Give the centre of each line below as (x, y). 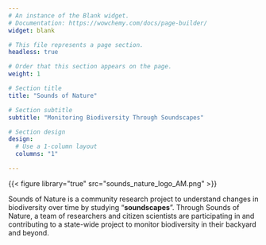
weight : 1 (25, 74)
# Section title (35, 88)
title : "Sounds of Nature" (53, 95)
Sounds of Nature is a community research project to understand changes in (134, 199)
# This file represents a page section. (76, 45)
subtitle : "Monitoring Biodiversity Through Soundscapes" (106, 117)
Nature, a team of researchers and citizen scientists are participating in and (131, 216)
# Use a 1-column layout (56, 147)
